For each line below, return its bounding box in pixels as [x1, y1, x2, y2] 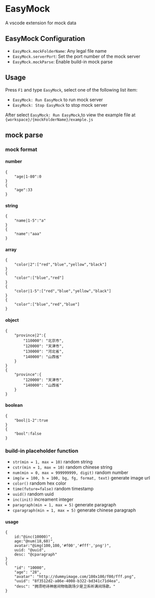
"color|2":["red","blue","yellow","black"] [14, 262, 107, 267]
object [5, 317, 19, 323]
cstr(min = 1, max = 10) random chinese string [12, 464, 113, 471]
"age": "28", [14, 570, 42, 575]
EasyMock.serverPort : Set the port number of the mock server [12, 53, 140, 59]
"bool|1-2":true [14, 418, 49, 423]
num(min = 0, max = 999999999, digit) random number [12, 469, 128, 476]
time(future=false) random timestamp [12, 486, 94, 492]
